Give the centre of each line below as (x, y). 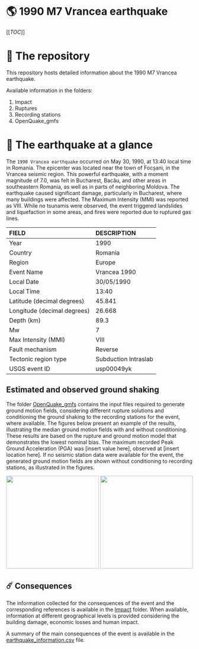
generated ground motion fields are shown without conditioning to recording (99, 461)
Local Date (24, 281)
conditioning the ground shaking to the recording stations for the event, (93, 416)
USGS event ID (30, 368)
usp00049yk (114, 368)
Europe (106, 262)
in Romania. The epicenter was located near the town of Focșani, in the (93, 168)
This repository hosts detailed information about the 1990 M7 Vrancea (92, 73)
